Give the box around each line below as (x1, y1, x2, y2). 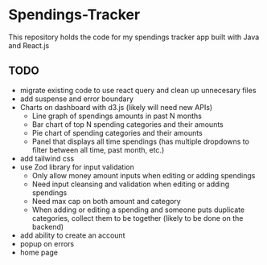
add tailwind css (19, 153, 75, 163)
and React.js (8, 40, 50, 50)
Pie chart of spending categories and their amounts (31, 128, 203, 137)
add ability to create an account (19, 230, 125, 240)
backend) (31, 222, 64, 231)
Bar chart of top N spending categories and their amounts (31, 119, 224, 129)
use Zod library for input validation (19, 162, 134, 172)
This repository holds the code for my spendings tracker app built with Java (8, 32, 260, 42)
